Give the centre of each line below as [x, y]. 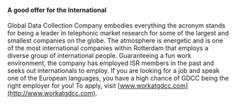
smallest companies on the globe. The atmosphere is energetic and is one [115, 41]
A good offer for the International [57, 10]
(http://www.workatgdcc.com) [51, 93]
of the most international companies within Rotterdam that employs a [108, 48]
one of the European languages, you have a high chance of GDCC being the [118, 79]
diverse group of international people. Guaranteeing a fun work [99, 56]
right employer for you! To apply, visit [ [64, 86]
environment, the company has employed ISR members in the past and [111, 63]
